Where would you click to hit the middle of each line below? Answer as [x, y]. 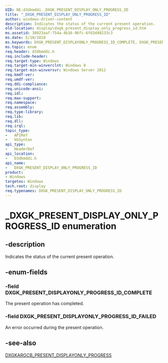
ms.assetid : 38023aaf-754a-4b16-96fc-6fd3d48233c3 [59, 33]
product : [14, 172]
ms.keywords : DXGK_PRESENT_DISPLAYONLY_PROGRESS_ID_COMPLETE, [71, 42]
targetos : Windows [24, 182]
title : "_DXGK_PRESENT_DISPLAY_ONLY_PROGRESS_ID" [58, 14]
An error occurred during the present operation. [54, 327]
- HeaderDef [20, 149]
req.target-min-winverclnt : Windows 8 [45, 65]
